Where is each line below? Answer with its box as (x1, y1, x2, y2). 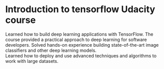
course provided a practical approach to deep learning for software (5, 37, 147, 43)
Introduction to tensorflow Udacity (5, 4, 155, 15)
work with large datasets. (5, 58, 59, 64)
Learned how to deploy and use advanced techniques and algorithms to (5, 52, 157, 59)
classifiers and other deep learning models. (5, 47, 97, 53)
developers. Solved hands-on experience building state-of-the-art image (5, 42, 159, 48)
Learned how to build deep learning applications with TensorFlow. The (5, 31, 153, 37)
